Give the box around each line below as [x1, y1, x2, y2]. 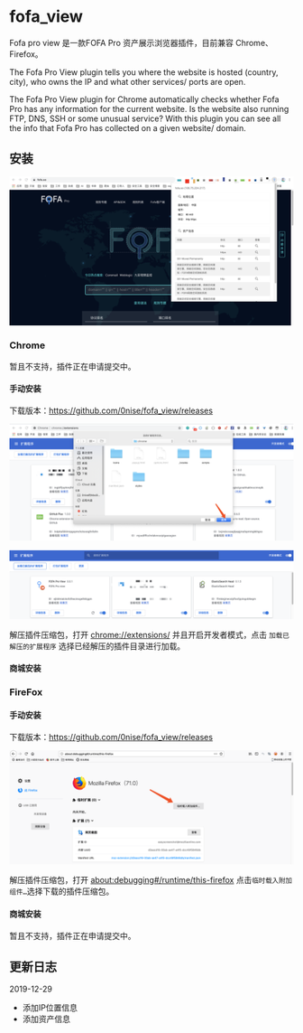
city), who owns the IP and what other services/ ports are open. [9, 76, 246, 87]
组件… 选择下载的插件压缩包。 [9, 886, 115, 897]
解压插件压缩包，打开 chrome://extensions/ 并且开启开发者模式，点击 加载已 [9, 629, 290, 640]
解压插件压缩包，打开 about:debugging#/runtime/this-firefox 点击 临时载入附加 [9, 875, 293, 886]
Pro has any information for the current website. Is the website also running [9, 103, 289, 114]
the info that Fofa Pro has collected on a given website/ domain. [9, 122, 246, 133]
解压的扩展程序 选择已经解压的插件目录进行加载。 [9, 640, 186, 652]
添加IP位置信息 [22, 1002, 78, 1013]
